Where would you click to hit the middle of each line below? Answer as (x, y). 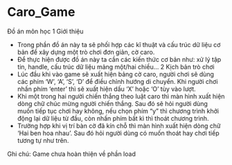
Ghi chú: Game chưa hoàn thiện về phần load (72, 154)
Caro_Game (41, 12)
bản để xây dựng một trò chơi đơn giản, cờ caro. (86, 52)
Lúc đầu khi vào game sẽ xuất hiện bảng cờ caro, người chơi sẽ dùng (116, 74)
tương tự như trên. (43, 140)
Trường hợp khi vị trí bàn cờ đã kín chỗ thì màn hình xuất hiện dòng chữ (119, 125)
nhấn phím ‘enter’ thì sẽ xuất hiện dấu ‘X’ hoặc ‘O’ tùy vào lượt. (106, 89)
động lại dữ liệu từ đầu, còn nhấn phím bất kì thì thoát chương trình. (113, 118)
